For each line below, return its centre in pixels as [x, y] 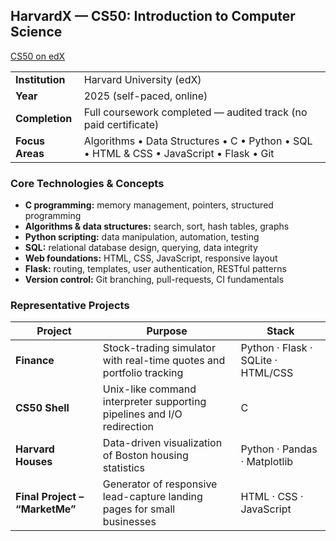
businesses [129, 522]
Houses [34, 462]
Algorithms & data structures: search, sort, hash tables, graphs [157, 226]
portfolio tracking [143, 373]
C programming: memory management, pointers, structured [149, 205]
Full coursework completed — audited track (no [195, 112]
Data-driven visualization [162, 443]
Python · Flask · [276, 348]
